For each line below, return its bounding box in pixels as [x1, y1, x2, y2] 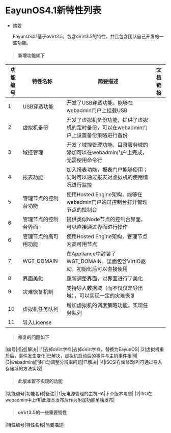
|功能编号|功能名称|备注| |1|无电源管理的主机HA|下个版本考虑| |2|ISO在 [5, 390, 153, 396]
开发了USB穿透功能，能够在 [66, 99, 133, 106]
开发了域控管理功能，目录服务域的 [66, 141, 149, 148]
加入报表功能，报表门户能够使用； [66, 166, 149, 173]
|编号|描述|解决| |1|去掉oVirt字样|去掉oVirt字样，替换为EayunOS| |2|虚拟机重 [5, 346, 164, 353]
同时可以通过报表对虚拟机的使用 [66, 174, 144, 181]
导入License [22, 319, 52, 326]
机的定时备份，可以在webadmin [66, 124, 142, 131]
